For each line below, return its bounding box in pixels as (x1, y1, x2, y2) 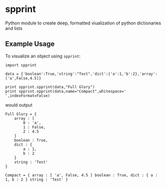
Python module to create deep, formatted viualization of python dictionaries (5, 20, 161, 26)
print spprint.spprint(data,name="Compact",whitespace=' (5, 89, 126, 94)
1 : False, (23, 125, 46, 130)
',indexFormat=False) (5, 93, 50, 98)
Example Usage (5, 40, 55, 48)
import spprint (5, 62, 37, 68)
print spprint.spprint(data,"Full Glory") (5, 84, 95, 89)
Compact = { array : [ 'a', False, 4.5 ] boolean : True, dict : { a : (5, 173, 157, 178)
